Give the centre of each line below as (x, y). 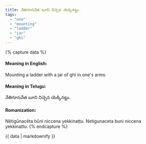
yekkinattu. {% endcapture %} (36, 126)
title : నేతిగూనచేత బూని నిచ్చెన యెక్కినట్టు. (43, 10)
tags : (11, 15)
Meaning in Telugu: (26, 86)
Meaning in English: (26, 64)
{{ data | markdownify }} (30, 136)
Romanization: (21, 110)
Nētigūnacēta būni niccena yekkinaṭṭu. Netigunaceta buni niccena (73, 121)
